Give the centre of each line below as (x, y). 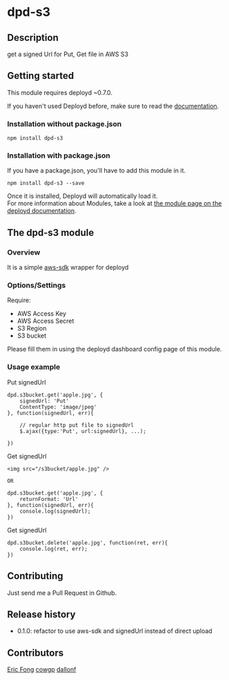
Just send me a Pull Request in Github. (62, 593)
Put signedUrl (27, 382)
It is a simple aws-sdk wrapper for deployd (68, 268)
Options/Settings (37, 286)
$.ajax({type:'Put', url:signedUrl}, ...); (83, 431)
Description (33, 38)
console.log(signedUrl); (55, 511)
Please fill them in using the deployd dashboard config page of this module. (114, 349)
